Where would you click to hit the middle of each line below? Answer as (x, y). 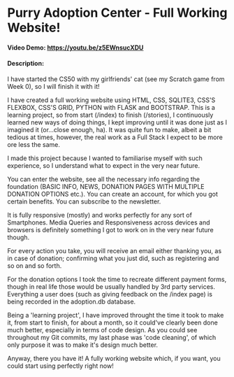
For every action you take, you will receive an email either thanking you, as (115, 250)
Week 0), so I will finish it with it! (53, 86)
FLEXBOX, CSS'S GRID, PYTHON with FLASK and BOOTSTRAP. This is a (111, 107)
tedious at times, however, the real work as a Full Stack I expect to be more (115, 137)
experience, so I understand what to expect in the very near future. (104, 165)
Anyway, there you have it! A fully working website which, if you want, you (114, 358)
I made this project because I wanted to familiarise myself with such (105, 158)
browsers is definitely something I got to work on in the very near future (111, 229)
